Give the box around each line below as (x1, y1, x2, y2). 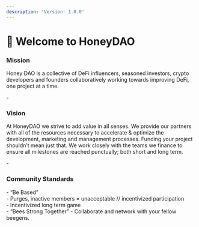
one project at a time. (6, 82, 59, 90)
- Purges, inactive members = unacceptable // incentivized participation (6, 195, 185, 202)
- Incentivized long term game (6, 201, 81, 208)
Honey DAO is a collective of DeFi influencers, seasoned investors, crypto (6, 70, 189, 77)
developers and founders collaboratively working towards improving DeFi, (6, 76, 189, 83)
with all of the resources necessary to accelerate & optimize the (6, 129, 164, 136)
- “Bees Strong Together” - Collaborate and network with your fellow (6, 208, 177, 215)
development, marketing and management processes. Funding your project (6, 136, 193, 143)
